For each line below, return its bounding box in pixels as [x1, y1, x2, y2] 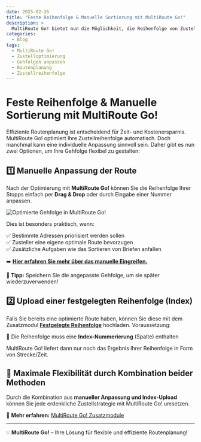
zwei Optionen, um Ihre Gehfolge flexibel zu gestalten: [6, 147, 141, 155]
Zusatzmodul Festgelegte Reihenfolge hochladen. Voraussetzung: [6, 321, 171, 328]
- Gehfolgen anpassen [11, 59, 66, 65]
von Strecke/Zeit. [6, 351, 49, 358]
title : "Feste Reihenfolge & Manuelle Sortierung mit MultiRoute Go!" [6, 14, 186, 20]
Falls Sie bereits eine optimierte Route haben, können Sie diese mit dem [6, 315, 183, 322]
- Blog [11, 37, 28, 43]
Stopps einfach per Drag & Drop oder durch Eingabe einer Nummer [6, 191, 172, 198]
